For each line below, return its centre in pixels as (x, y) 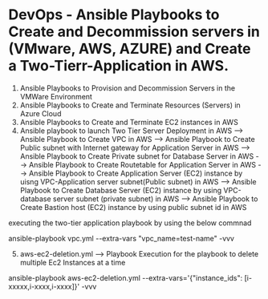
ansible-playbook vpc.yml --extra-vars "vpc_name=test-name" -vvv (122, 238)
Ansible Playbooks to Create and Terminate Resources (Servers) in (130, 105)
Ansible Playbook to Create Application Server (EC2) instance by (136, 173)
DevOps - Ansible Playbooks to (114, 15)
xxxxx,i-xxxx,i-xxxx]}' (44, 286)
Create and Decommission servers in (134, 32)
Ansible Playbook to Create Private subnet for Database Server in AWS (137, 156)
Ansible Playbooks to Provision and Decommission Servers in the (127, 88)
